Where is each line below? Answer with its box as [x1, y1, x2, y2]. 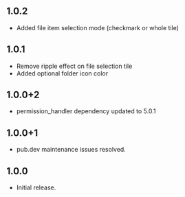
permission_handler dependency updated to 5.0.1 [16, 107, 156, 115]
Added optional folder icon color [16, 69, 109, 78]
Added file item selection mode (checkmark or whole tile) [16, 23, 179, 32]
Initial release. [16, 183, 56, 192]
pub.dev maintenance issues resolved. [16, 146, 127, 154]
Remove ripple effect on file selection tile [16, 62, 133, 70]
